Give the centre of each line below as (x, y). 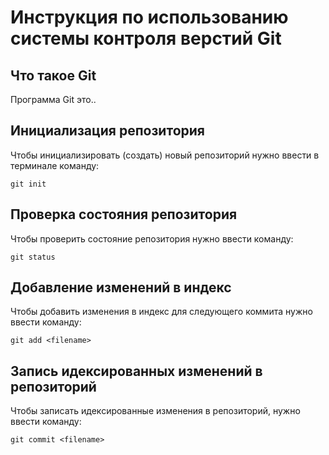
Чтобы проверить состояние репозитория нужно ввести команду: (152, 238)
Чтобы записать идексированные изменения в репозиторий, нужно (155, 411)
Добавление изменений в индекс (121, 287)
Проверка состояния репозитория (124, 214)
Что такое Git (53, 75)
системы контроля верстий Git (146, 38)
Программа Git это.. (53, 99)
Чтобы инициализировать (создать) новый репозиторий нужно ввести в (165, 155)
